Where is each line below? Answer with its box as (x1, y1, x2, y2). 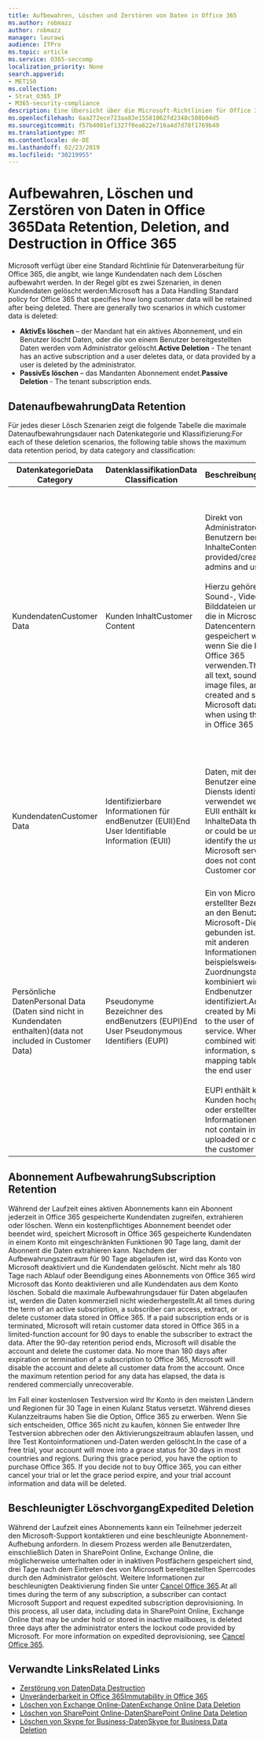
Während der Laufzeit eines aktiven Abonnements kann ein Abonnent (8, 1204, 233, 1213)
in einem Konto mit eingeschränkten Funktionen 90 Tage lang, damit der (8, 1237, 242, 1246)
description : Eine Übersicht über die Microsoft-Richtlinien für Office (8, 107, 251, 115)
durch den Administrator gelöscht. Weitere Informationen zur (8, 1573, 205, 1582)
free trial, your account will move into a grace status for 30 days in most (8, 1445, 241, 1454)
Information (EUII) (104, 836, 171, 846)
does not (204, 855, 238, 865)
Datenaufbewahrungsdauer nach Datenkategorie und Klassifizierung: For (8, 429, 243, 438)
